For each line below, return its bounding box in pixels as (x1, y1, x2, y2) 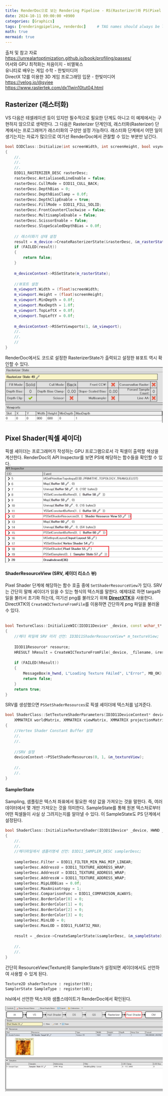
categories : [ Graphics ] (5, 19, 55, 24)
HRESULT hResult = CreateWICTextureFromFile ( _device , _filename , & (14, 650, 157, 655)
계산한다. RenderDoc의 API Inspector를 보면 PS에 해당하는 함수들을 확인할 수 (5, 454, 157, 460)
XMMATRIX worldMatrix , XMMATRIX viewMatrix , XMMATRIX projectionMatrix (14, 717, 166, 723)
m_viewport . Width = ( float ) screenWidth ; (14, 287, 99, 292)
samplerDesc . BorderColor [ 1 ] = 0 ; (14, 902, 84, 907)
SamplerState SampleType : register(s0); (5, 986, 93, 991)
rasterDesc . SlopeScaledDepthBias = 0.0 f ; (14, 223, 101, 228)
